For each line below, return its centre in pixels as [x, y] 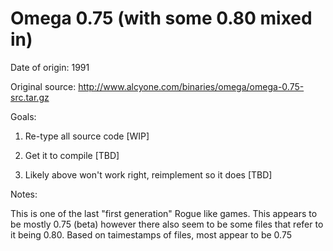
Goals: [23, 116]
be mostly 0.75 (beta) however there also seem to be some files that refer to [167, 224]
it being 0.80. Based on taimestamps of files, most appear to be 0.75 [151, 234]
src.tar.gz [30, 97]
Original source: [43, 86]
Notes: [24, 194]
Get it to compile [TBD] [72, 155]
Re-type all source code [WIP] [87, 136]
